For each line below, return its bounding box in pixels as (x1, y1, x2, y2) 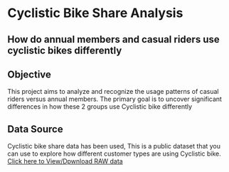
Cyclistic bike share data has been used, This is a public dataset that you (7, 142, 221, 151)
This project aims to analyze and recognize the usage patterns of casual (7, 87, 219, 96)
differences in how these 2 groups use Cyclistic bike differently (7, 102, 193, 111)
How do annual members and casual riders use (7, 33, 220, 45)
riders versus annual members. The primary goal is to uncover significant (7, 95, 223, 104)
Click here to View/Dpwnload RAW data (7, 157, 123, 166)
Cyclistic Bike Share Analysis (7, 5, 183, 21)
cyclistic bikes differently (7, 44, 122, 56)
